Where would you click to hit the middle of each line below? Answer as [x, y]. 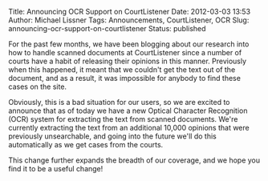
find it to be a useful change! [56, 169]
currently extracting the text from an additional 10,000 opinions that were [129, 128]
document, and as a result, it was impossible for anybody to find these [124, 78]
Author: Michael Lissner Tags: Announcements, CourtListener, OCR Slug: [129, 20]
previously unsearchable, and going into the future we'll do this [112, 136]
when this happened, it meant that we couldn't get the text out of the [122, 70]
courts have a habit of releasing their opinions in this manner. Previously [128, 61]
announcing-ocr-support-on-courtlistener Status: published [107, 28]
